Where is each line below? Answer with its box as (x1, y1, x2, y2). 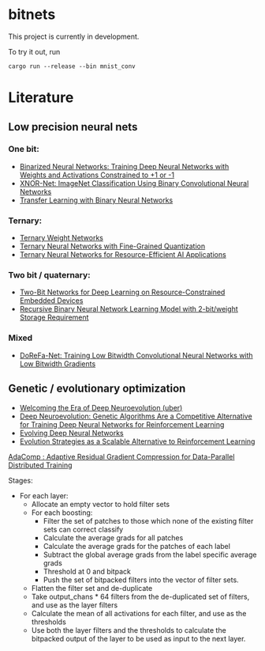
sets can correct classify (43, 524, 124, 534)
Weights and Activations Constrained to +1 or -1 (19, 170, 175, 180)
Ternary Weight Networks (19, 233, 104, 243)
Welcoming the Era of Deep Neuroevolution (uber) (19, 403, 183, 412)
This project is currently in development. (8, 32, 140, 41)
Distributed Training (8, 460, 73, 470)
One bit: (8, 144, 39, 155)
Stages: (8, 475, 33, 485)
